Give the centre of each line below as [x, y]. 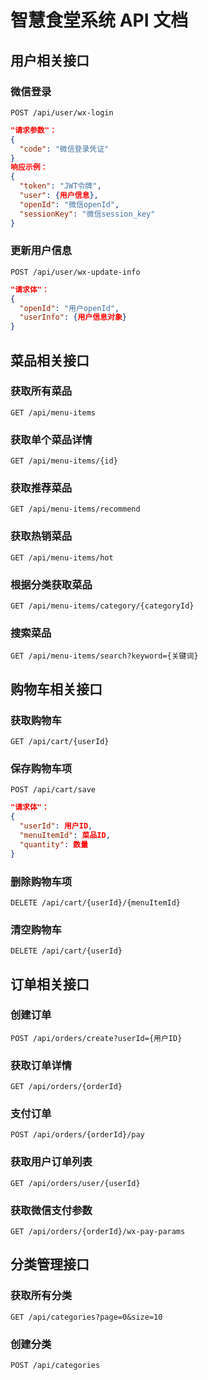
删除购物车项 [41, 881]
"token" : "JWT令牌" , [60, 186]
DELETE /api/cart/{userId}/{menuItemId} [96, 902]
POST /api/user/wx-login [62, 112]
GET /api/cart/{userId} [60, 742]
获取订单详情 [41, 1065]
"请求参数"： [33, 130]
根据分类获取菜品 [51, 584]
